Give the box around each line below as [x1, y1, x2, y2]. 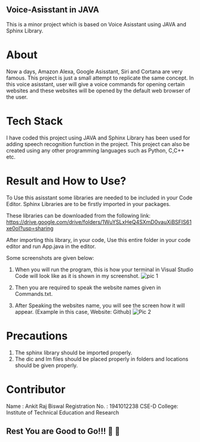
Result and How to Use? [6, 174, 127, 187]
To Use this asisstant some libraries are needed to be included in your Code [6, 194, 193, 201]
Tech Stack [6, 114, 63, 128]
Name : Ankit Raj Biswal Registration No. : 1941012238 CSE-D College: [6, 402, 179, 410]
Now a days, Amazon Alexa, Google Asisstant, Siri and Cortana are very [6, 68, 183, 75]
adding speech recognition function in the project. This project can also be [6, 140, 190, 147]
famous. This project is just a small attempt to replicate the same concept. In [6, 74, 194, 81]
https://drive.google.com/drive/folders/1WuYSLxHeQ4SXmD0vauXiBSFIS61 [6, 218, 192, 225]
